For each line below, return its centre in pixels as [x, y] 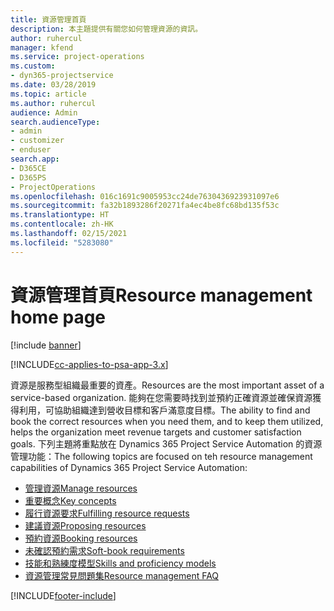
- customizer [37, 141]
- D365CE [28, 168]
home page [58, 317]
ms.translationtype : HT [60, 215]
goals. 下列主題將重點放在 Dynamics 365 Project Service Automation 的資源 [166, 443]
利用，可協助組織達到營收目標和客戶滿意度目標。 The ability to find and [164, 410]
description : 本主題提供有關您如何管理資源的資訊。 [106, 29]
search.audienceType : [55, 122]
